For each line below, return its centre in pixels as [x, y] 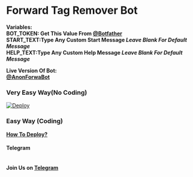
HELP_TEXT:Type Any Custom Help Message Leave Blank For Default [94, 52]
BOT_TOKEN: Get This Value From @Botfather [64, 33]
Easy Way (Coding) [35, 121]
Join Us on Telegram [32, 167]
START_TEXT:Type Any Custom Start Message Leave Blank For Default [97, 40]
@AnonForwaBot [28, 77]
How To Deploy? [27, 134]
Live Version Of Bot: [31, 70]
